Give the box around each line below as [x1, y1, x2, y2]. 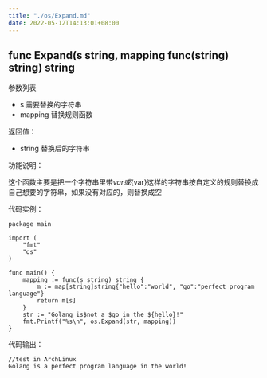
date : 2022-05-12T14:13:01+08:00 [8, 19, 120, 27]
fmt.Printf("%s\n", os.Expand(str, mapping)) [22, 318, 177, 326]
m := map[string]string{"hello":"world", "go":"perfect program [37, 283, 255, 291]
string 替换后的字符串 [19, 144, 90, 154]
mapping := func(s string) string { [22, 276, 145, 284]
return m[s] [37, 297, 77, 305]
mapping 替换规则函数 [19, 110, 93, 119]
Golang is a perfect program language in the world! [8, 363, 187, 371]
